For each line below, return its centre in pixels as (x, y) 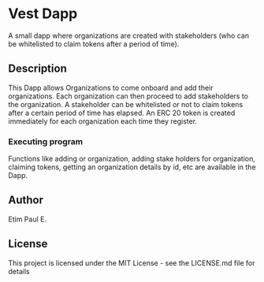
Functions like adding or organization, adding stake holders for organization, (132, 159)
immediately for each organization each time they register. (103, 121)
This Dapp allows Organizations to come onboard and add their (111, 87)
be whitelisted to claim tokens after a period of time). (94, 43)
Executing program (46, 141)
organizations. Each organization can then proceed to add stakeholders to (128, 96)
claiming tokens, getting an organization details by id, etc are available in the (132, 167)
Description (37, 69)
